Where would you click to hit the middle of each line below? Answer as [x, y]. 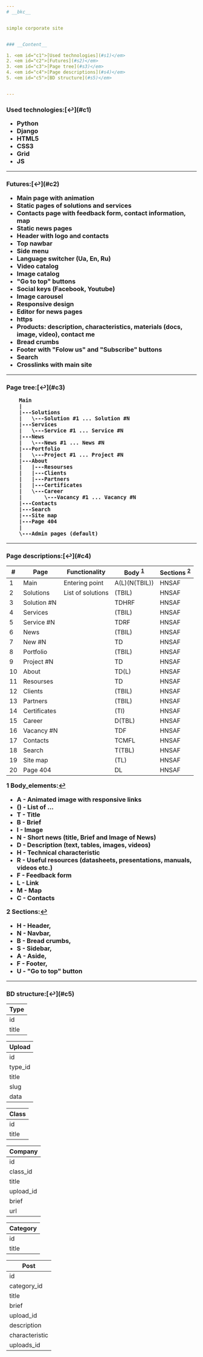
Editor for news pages [50, 312]
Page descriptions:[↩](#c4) [49, 556]
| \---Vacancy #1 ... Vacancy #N [78, 497]
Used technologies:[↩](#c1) [49, 110]
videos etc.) [35, 867]
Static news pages [44, 228]
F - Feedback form [44, 875]
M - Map [29, 890]
